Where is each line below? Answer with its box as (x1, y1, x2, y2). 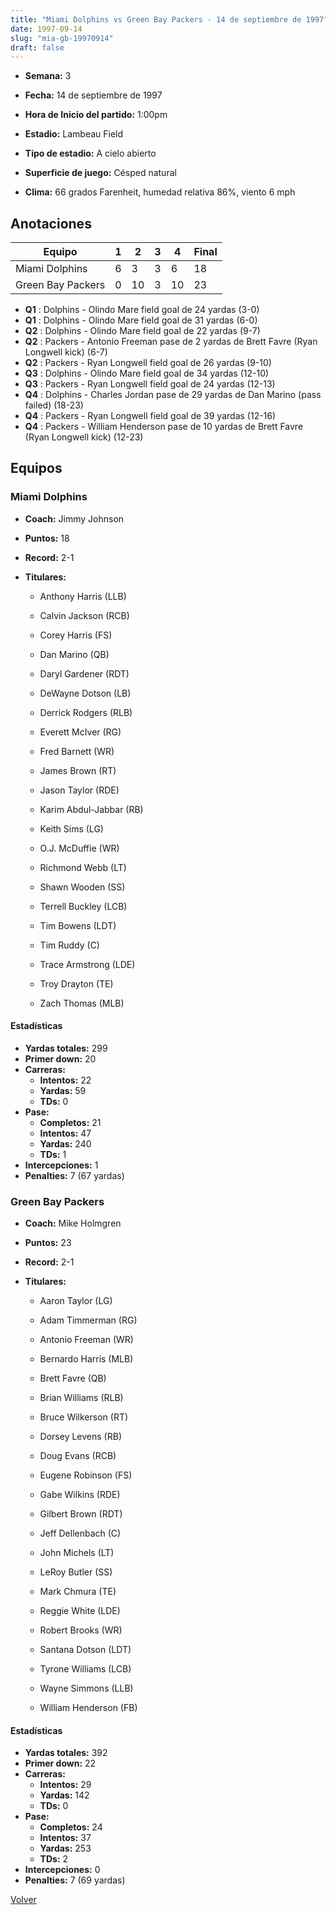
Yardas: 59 (39, 1084, 87, 1096)
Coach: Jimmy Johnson (24, 512, 125, 525)
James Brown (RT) (39, 764, 117, 776)
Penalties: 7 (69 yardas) (24, 1874, 126, 1886)
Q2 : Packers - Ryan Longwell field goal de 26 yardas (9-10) (24, 357, 272, 369)
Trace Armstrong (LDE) (39, 958, 136, 970)
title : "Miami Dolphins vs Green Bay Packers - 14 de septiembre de (10, 14, 302, 25)
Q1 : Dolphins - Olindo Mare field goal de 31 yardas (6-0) (24, 314, 258, 326)
